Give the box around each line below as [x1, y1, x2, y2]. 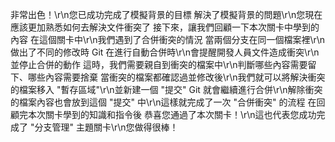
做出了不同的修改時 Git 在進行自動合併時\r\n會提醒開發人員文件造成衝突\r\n [10, 46, 320, 58]
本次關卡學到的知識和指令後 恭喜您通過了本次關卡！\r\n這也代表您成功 [27, 109, 317, 120]
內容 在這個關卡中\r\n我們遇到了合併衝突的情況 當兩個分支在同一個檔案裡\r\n [10, 34, 326, 45]
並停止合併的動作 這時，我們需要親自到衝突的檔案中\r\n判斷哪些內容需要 [10, 59, 308, 70]
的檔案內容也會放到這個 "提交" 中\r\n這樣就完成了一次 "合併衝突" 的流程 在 [10, 96, 317, 108]
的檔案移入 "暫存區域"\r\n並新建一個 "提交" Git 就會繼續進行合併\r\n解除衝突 [10, 84, 323, 95]
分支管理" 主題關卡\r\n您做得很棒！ [34, 121, 179, 133]
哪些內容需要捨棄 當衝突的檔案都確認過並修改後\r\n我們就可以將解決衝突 [27, 71, 326, 83]
